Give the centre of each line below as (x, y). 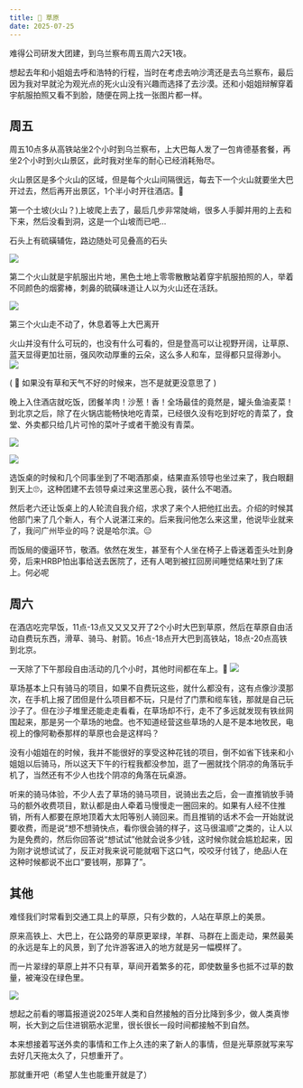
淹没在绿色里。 (60, 977)
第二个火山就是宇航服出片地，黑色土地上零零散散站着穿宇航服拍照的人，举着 (151, 277)
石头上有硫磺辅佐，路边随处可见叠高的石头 (88, 241)
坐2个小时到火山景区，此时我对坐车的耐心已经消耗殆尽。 (115, 161)
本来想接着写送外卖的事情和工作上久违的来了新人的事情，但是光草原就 (140, 1044)
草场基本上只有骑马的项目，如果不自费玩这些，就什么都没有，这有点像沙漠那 (151, 688)
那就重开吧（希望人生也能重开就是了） (80, 1074)
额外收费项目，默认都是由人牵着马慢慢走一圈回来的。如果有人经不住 (151, 805)
